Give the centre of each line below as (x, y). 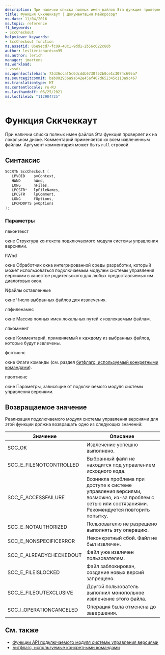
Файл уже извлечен (110, 552)
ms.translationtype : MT (29, 83)
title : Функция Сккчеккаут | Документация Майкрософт (61, 14)
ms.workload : (18, 64)
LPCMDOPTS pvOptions (33, 204)
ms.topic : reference (26, 23)
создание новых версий (115, 572)
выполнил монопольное (116, 593)
